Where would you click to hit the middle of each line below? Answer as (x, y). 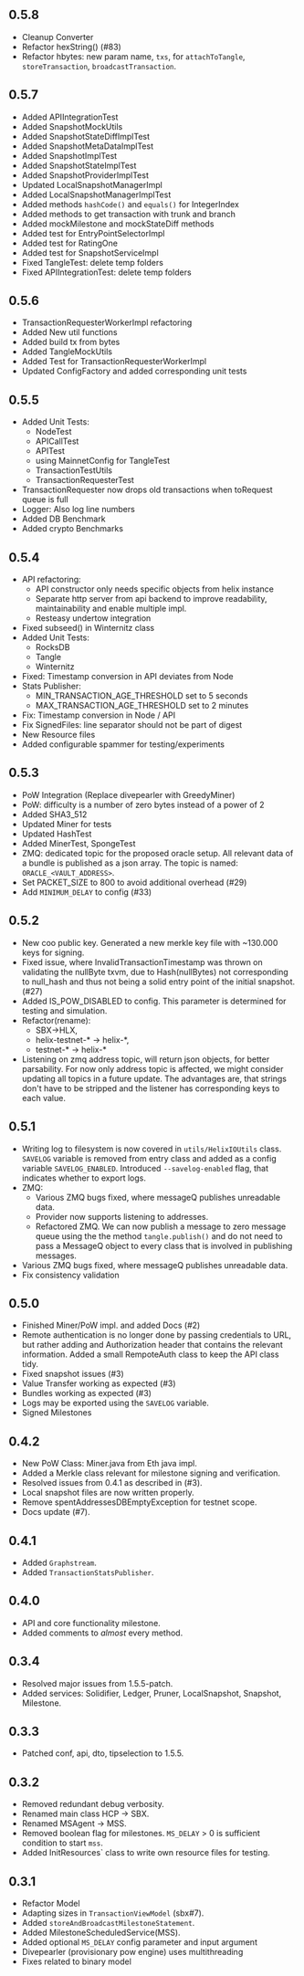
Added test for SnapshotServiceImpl (90, 252)
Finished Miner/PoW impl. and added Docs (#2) (111, 1325)
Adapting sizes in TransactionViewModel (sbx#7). (113, 1913)
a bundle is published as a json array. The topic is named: (130, 863)
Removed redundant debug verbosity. (93, 1804)
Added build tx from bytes (71, 342)
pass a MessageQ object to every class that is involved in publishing (164, 1246)
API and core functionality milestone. (91, 1623)
